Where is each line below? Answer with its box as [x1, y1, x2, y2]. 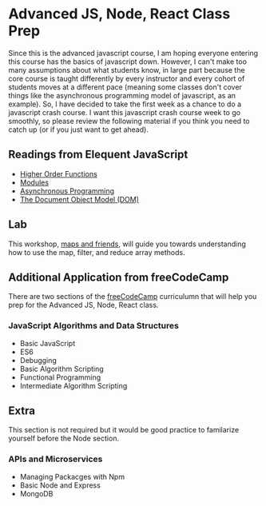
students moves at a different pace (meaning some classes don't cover [8, 82, 242, 92]
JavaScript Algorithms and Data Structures [8, 321, 180, 332]
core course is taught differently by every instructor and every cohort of [8, 74, 245, 83]
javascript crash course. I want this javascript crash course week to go [8, 107, 241, 117]
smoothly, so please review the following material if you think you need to [8, 116, 250, 126]
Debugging [19, 355, 58, 365]
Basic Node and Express [19, 480, 101, 490]
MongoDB [19, 488, 54, 498]
